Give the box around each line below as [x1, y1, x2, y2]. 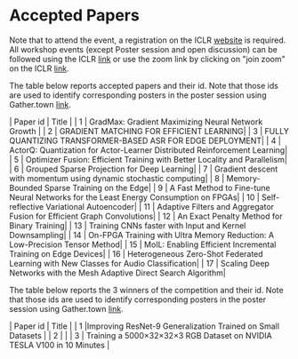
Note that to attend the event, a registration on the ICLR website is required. [9, 35, 286, 45]
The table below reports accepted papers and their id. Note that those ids [9, 80, 278, 91]
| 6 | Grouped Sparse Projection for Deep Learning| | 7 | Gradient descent [9, 164, 278, 174]
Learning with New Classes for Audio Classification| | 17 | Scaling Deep [9, 258, 270, 268]
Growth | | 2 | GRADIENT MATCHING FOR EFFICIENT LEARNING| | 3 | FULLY [9, 125, 289, 136]
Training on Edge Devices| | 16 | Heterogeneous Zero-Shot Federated [9, 248, 264, 259]
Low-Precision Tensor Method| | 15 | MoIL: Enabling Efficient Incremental [9, 239, 277, 250]
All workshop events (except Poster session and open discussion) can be [9, 44, 278, 54]
